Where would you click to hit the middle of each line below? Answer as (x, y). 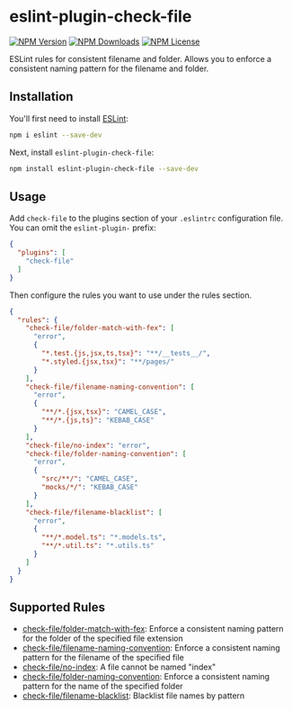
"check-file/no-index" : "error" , (88, 445)
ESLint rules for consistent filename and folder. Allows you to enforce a (141, 58)
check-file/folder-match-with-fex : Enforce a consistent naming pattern (153, 629)
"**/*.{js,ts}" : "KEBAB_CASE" (98, 420)
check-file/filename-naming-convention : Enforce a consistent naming (151, 648)
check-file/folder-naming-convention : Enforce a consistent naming (146, 677)
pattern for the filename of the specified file (103, 658)
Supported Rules (58, 607)
